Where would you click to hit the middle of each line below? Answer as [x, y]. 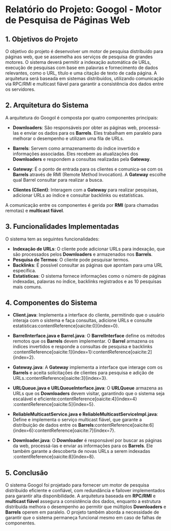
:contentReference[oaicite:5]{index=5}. [54, 404]
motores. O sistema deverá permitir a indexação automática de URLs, [78, 62]
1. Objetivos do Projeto [42, 39]
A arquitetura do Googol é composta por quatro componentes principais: [82, 117]
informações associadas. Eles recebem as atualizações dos [76, 154]
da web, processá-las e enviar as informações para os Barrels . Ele [83, 446]
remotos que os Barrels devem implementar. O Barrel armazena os [83, 341]
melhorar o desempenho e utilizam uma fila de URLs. [68, 138]
